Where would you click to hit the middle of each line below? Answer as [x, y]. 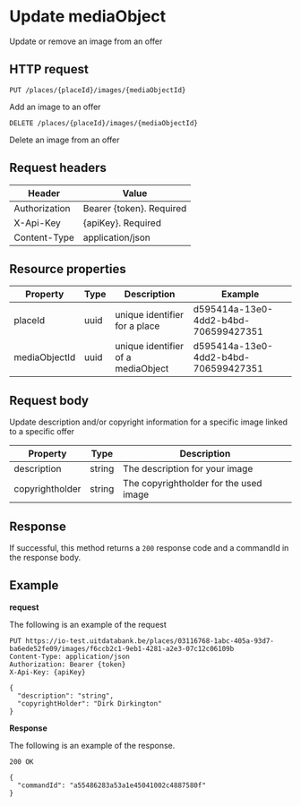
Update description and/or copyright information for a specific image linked [149, 422]
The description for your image [188, 469]
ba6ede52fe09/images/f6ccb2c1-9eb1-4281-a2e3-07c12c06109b [122, 648]
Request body [49, 400]
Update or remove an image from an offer [86, 41]
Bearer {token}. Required [135, 208]
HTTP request [49, 69]
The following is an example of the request [88, 624]
